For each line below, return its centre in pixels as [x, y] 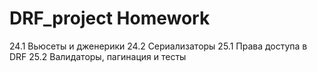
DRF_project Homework [110, 18]
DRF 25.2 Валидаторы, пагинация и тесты [98, 56]
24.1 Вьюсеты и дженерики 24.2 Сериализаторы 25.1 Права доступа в [158, 46]
